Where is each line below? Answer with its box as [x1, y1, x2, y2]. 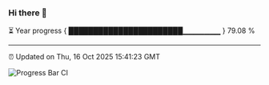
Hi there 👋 [8, 7, 48, 18]
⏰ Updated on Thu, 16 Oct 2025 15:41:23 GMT [8, 52, 161, 62]
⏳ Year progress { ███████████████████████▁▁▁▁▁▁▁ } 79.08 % [8, 26, 255, 35]
